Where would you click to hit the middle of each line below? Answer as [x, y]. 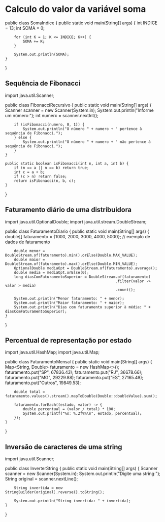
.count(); [125, 290]
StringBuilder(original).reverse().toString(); [55, 492]
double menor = [30, 251]
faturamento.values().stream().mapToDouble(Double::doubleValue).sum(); [81, 396]
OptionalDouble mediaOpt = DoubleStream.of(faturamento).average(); [86, 268]
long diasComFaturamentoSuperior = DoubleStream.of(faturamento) [82, 277]
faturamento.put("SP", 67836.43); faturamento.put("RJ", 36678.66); [74, 372]
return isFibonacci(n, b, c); [45, 181]
